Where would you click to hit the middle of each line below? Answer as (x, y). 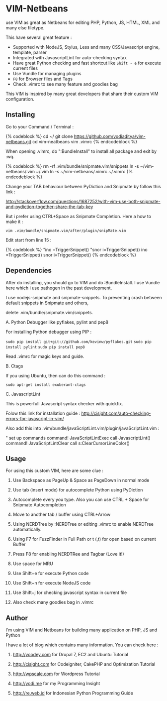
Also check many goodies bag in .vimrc (53, 602)
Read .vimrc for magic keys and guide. (45, 356)
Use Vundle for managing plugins (47, 73)
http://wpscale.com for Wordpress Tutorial (56, 674)
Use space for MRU (33, 564)
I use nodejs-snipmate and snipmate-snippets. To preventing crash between (84, 297)
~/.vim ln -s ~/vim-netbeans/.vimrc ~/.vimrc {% (84, 171)
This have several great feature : (39, 37)
